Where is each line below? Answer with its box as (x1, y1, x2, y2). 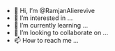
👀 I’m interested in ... (13, 14, 73, 22)
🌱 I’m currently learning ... (13, 21, 89, 29)
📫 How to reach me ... (13, 37, 79, 44)
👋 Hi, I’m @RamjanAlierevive (13, 7, 95, 14)
